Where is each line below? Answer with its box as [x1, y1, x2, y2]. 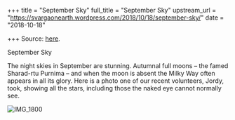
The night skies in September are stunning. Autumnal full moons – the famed [7, 62, 229, 69]
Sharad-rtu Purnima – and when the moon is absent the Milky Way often [7, 69, 215, 77]
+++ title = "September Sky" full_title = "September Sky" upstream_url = [7, 6, 216, 14]
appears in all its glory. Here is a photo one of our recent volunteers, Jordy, [7, 76, 224, 85]
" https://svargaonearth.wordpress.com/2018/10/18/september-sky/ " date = [7, 13, 224, 22]
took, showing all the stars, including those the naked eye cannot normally [7, 84, 222, 92]
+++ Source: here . [7, 34, 61, 43]
